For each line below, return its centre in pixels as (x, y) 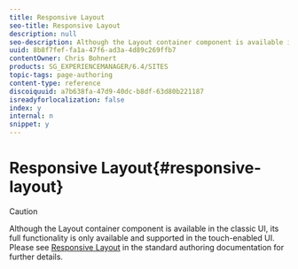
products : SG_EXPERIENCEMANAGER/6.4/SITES (89, 67)
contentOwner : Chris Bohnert (63, 58)
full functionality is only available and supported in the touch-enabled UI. (142, 238)
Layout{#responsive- (181, 168)
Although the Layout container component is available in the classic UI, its (144, 228)
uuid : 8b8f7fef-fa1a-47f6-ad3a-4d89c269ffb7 (93, 50)
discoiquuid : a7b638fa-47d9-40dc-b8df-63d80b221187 (106, 91)
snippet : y (29, 125)
